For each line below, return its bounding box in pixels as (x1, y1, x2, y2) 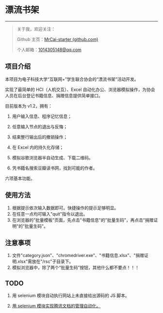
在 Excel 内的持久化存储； (12, 144, 64, 150)
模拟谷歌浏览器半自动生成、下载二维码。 (12, 154, 93, 161)
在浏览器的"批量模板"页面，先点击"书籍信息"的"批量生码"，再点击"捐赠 (12, 217, 154, 223)
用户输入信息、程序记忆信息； (12, 113, 72, 119)
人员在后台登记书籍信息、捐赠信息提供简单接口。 (5, 92, 103, 98)
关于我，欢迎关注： (16, 26, 56, 32)
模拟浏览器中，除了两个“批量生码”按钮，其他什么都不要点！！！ (12, 265, 140, 271)
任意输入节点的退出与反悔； (12, 124, 68, 129)
